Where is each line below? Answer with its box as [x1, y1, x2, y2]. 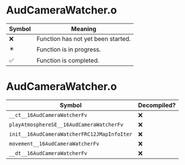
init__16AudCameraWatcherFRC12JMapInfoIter [9, 130, 133, 137]
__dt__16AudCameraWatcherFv [9, 150, 88, 156]
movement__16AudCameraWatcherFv [9, 140, 100, 147]
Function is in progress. [36, 45, 101, 53]
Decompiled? [137, 101, 176, 109]
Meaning [71, 25, 97, 33]
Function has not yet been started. [36, 35, 131, 43]
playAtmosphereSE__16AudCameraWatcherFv [9, 121, 123, 128]
